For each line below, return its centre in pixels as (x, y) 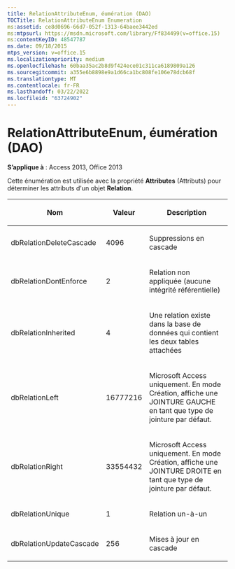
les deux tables (174, 342)
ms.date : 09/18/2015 (37, 46)
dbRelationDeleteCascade (54, 242)
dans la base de (175, 324)
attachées (165, 350)
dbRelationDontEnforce (49, 281)
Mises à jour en (174, 539)
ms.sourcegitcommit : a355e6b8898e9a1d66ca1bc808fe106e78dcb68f (101, 72)
